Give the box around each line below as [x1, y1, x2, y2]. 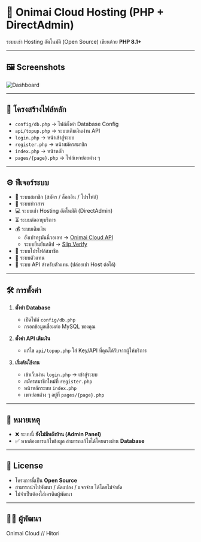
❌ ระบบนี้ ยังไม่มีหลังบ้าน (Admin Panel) [14, 431, 102, 437]
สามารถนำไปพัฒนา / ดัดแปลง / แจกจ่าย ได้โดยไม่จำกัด [14, 483, 123, 490]
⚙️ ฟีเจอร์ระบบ [6, 177, 49, 187]
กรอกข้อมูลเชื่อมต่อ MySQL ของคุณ [23, 323, 96, 330]
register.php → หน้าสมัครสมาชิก [14, 141, 87, 148]
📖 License [6, 461, 44, 471]
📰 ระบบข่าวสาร [14, 200, 45, 207]
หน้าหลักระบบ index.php [23, 385, 77, 392]
